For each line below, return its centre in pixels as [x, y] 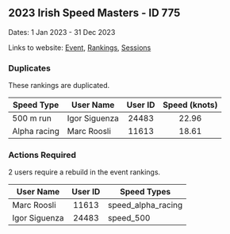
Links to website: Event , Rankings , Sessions [80, 48]
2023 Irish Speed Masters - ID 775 [94, 13]
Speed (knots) [190, 105]
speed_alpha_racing [146, 205]
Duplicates [30, 68]
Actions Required [42, 155]
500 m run [32, 118]
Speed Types [146, 192]
